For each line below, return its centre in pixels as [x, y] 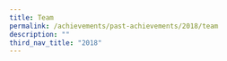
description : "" [39, 34]
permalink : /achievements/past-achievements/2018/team [114, 26]
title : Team [31, 17]
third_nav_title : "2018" [56, 43]
